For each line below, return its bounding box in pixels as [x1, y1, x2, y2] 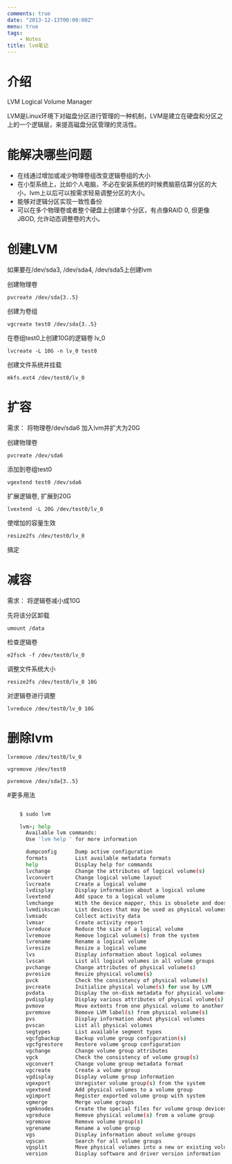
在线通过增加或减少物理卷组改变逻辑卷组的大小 [17, 171, 151, 180]
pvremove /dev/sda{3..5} [7, 778, 79, 785]
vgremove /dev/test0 [7, 765, 67, 773]
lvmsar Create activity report [25, 919, 144, 926]
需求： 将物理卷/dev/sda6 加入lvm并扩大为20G [7, 423, 140, 432]
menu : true [7, 23, 39, 30]
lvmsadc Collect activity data [25, 912, 140, 919]
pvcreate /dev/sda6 [7, 452, 64, 459]
